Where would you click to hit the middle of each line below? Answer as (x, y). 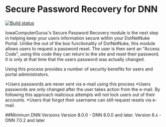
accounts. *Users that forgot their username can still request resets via (78, 100)
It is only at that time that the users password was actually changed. (75, 59)
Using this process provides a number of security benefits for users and (79, 69)
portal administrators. (27, 74)
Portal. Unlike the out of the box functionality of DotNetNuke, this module (80, 43)
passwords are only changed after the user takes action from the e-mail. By (83, 89)
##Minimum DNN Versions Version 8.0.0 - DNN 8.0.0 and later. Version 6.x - (83, 115)
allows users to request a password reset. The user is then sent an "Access (83, 48)
